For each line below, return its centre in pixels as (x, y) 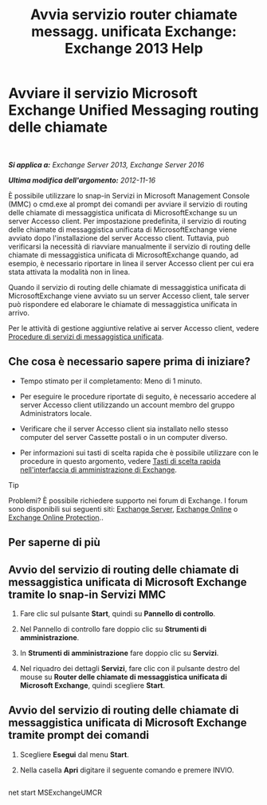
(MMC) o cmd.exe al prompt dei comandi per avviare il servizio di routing (128, 204)
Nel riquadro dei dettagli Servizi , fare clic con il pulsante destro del (130, 668)
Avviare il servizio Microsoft (103, 94)
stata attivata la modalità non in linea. (69, 272)
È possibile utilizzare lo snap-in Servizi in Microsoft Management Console (129, 195)
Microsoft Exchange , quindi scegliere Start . (92, 685)
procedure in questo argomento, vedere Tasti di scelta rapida (120, 461)
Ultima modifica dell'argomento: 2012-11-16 (82, 180)
